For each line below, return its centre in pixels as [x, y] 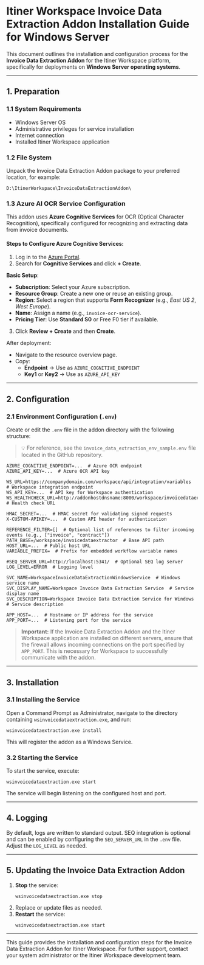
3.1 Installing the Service [43, 700]
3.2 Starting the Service [42, 758]
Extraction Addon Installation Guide [98, 24]
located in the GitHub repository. [62, 455]
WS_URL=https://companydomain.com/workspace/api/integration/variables [99, 482]
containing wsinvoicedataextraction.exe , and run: [69, 719]
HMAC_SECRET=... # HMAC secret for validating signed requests [89, 514]
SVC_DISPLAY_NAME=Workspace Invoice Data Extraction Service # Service [100, 588]
